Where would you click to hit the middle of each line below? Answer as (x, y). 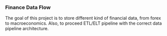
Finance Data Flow (28, 7)
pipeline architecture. (27, 29)
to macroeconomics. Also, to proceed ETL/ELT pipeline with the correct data (83, 23)
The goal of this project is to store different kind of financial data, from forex (83, 18)
